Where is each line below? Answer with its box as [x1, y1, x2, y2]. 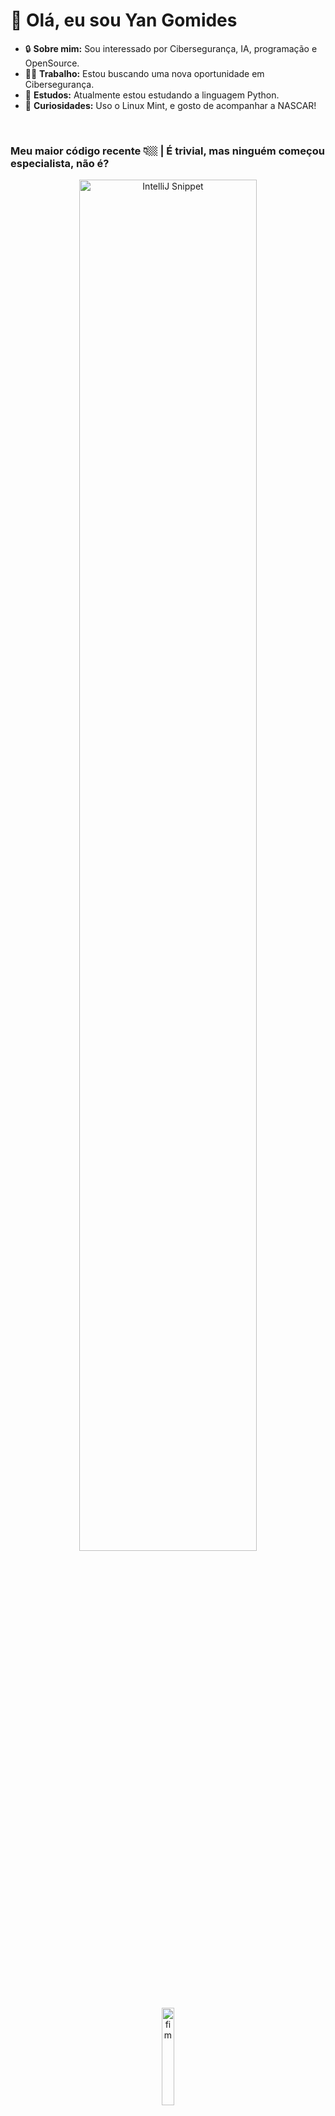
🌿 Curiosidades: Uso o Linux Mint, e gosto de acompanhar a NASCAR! [24, 99, 317, 111]
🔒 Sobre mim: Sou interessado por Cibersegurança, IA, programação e [24, 42, 318, 54]
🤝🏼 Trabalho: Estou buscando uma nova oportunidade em [24, 67, 265, 79]
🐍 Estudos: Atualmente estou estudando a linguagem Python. [24, 89, 280, 101]
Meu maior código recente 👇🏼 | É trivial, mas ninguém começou [10, 144, 325, 158]
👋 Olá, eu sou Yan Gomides [10, 9, 238, 32]
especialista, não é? [10, 156, 110, 170]
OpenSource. [24, 57, 80, 69]
